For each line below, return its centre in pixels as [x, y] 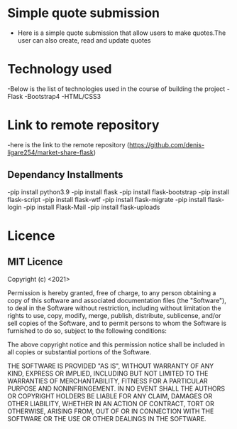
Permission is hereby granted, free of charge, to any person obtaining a [112, 292]
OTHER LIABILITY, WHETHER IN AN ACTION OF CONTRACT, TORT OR [111, 403]
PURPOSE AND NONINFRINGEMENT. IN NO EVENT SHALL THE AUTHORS [116, 388]
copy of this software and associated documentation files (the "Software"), [117, 300]
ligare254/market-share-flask [50, 152]
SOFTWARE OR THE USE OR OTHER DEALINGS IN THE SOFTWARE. [107, 418]
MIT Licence [35, 262]
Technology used [60, 69]
